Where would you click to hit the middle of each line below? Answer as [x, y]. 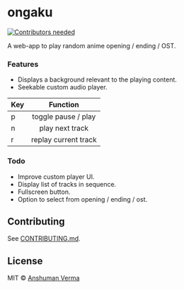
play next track [64, 129]
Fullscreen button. [44, 192]
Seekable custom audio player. [62, 87]
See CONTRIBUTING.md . [44, 239]
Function [64, 105]
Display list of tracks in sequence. [67, 184]
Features [23, 64]
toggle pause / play [64, 116]
